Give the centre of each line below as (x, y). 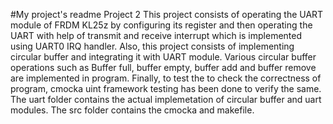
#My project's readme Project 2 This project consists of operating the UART (167, 14)
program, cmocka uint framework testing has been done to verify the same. (166, 88)
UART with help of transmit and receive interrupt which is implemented (156, 35)
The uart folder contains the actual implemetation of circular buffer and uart (166, 99)
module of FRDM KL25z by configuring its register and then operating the (161, 25)
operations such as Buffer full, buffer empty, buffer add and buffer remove (163, 67)
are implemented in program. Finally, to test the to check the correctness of (166, 78)
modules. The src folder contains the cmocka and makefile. (132, 110)
